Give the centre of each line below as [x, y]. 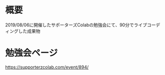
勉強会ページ [31, 53]
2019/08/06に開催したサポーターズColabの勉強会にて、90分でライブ [76, 25]
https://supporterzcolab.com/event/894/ [47, 67]
